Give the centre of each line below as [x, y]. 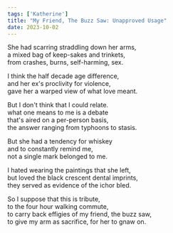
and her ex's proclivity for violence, [59, 84]
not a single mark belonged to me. [58, 156]
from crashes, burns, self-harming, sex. [65, 63]
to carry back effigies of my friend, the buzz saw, [79, 215]
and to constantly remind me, [51, 149]
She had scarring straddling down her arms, [72, 48]
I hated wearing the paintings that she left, [69, 170]
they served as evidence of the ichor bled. [69, 185]
